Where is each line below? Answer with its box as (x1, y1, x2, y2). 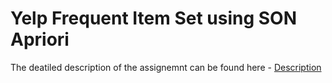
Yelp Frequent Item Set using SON (10, 7, 298, 30)
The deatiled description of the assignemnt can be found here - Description (10, 61, 322, 73)
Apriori (10, 28, 70, 51)
